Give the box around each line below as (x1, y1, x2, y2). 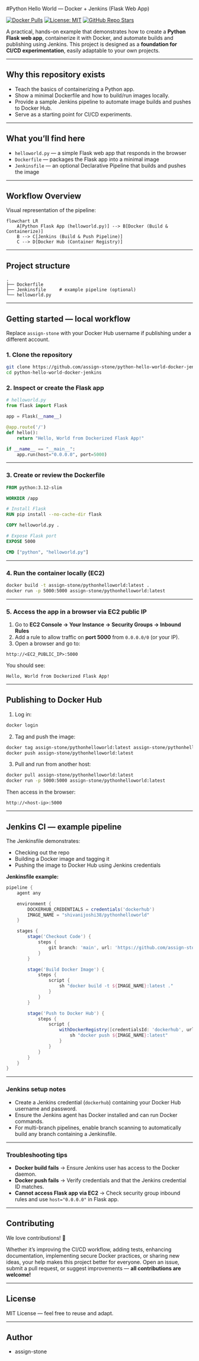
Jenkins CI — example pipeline (6, 822, 122, 832)
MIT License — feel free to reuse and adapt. (6, 1309, 114, 1316)
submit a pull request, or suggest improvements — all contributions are (6, 1265, 182, 1272)
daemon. (14, 1170, 37, 1177)
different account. (6, 336, 50, 343)
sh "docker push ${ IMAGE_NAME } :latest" (69, 1032, 168, 1038)
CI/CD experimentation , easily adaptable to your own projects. (6, 47, 160, 54)
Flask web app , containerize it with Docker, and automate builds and (6, 34, 174, 41)
